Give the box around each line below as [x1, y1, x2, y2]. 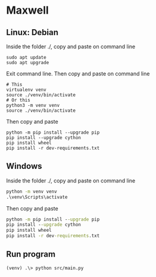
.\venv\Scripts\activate [6, 194, 68, 200]
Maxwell [6, 4, 49, 17]
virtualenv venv [6, 87, 46, 93]
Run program [6, 249, 55, 259]
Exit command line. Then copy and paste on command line [6, 70, 150, 77]
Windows [6, 161, 42, 171]
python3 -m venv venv [6, 102, 60, 108]
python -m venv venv [6, 188, 58, 194]
